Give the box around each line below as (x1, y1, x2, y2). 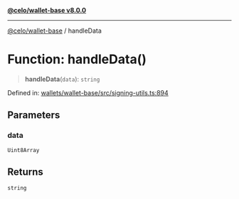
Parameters (7, 109, 60, 122)
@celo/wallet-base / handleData (7, 26, 102, 35)
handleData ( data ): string (24, 75, 100, 83)
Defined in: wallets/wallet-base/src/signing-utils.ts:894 (7, 88, 169, 97)
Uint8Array (7, 146, 40, 154)
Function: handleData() (7, 51, 147, 68)
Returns (7, 166, 44, 178)
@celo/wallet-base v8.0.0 (7, 6, 87, 14)
